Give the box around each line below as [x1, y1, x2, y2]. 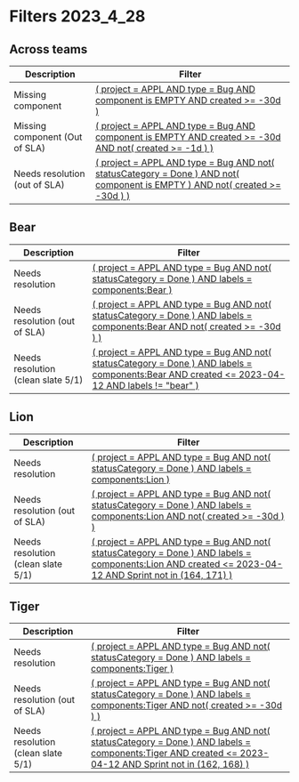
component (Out [13, 131, 83, 143]
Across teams [9, 42, 88, 57]
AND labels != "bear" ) [106, 379, 199, 391]
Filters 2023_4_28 [9, 6, 146, 27]
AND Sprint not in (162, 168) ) [122, 758, 250, 770]
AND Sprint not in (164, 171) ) [105, 568, 233, 581]
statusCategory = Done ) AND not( [94, 167, 240, 180]
